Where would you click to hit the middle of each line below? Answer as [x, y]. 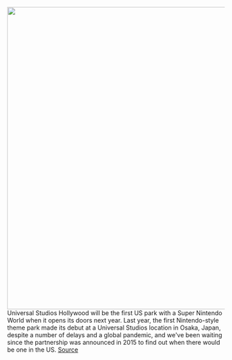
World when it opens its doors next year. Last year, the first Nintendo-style [113, 320]
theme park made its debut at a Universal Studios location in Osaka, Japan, [114, 328]
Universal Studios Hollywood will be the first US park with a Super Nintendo [115, 313]
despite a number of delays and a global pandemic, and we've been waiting [115, 335]
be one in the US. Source [43, 350]
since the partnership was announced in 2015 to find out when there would [114, 342]
